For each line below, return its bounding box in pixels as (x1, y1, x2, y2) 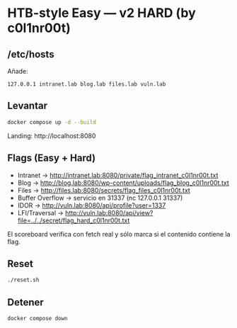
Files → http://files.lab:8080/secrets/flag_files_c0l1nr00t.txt (17, 186, 191, 194)
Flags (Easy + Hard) (7, 152, 96, 164)
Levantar (7, 100, 48, 112)
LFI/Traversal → (17, 208, 64, 217)
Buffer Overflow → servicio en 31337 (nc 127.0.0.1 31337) (17, 193, 183, 202)
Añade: (7, 67, 28, 75)
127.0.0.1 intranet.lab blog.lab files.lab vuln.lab (7, 81, 166, 88)
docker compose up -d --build (7, 118, 97, 125)
